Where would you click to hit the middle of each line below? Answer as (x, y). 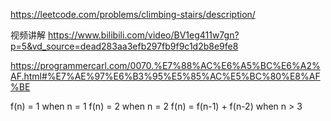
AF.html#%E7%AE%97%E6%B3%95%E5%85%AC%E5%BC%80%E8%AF (165, 76)
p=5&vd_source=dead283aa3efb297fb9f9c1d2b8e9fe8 (124, 46)
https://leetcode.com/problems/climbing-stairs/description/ (133, 14)
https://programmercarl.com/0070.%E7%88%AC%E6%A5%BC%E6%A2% (165, 65)
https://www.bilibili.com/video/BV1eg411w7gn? (143, 35)
